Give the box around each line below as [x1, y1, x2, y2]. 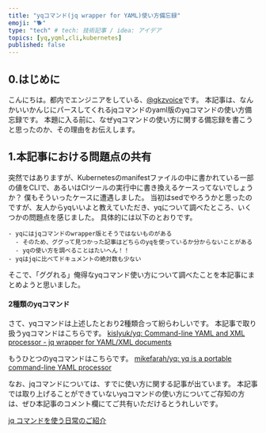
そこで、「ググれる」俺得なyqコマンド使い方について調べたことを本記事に [8, 270, 248, 279]
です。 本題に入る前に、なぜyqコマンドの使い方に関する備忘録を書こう [21, 114, 253, 124]
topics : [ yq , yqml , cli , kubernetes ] [8, 33, 123, 42]
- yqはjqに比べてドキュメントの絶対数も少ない [8, 255, 142, 262]
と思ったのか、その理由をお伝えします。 [8, 125, 140, 134]
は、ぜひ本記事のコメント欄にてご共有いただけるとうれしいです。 [8, 398, 223, 408]
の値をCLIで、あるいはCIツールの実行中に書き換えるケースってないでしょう [8, 182, 254, 192]
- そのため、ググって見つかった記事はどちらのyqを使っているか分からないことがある [15, 238, 253, 246]
